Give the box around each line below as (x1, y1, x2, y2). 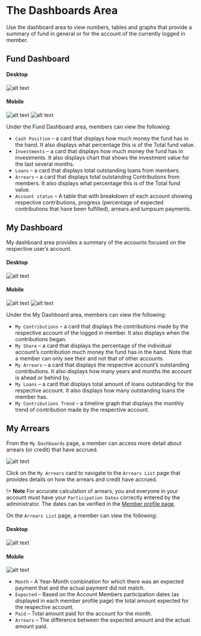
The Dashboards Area (6, 4, 118, 17)
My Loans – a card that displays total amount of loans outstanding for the (14, 380, 194, 388)
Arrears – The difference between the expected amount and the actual (14, 616, 191, 624)
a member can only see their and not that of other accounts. (14, 354, 164, 362)
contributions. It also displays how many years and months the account (14, 367, 192, 374)
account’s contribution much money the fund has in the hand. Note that (14, 348, 192, 356)
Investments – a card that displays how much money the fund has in (14, 147, 184, 154)
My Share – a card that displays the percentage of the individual (14, 342, 172, 349)
